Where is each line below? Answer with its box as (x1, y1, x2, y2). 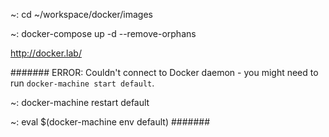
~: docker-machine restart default (10, 97, 150, 108)
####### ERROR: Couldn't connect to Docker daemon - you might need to (10, 67, 319, 78)
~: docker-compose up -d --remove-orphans (10, 28, 197, 39)
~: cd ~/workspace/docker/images (10, 9, 153, 20)
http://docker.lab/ (10, 47, 82, 59)
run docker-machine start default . (10, 77, 155, 89)
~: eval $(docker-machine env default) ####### (10, 116, 211, 128)
